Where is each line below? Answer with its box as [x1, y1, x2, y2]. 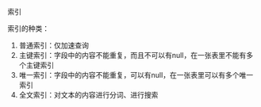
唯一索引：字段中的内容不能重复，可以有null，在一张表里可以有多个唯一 [18, 71, 254, 79]
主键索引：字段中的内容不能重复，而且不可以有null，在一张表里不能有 [18, 51, 247, 59]
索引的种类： [7, 24, 49, 33]
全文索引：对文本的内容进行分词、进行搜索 [18, 90, 159, 99]
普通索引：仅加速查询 [18, 40, 89, 50]
